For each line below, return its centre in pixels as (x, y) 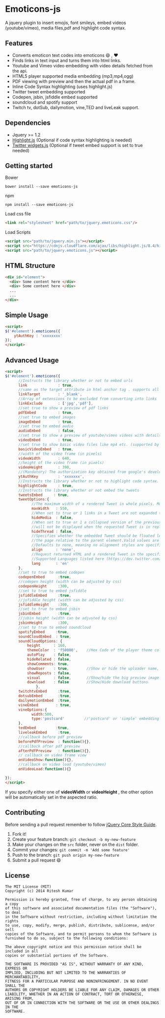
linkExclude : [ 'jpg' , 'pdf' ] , (55, 404)
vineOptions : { (33, 710)
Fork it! (19, 834)
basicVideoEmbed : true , (46, 449)
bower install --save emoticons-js (41, 187)
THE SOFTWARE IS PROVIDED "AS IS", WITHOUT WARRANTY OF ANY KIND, (74, 964)
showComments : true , (48, 664)
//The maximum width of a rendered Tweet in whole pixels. (93, 504)
